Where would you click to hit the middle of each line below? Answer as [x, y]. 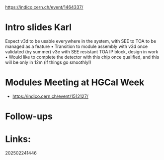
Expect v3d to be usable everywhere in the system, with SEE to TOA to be [81, 41]
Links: [18, 139]
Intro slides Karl [39, 27]
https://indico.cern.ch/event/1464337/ [44, 7]
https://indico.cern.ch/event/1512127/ [50, 96]
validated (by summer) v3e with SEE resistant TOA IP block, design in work [82, 51]
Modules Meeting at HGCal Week [75, 82]
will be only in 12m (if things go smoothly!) [48, 62]
